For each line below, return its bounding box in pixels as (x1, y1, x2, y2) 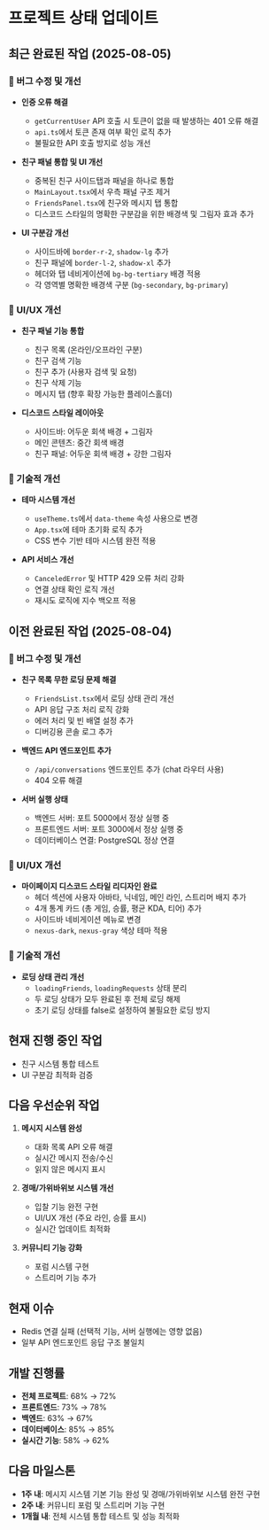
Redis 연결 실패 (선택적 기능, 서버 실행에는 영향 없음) (20, 1326, 203, 1337)
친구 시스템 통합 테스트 (20, 1058, 100, 1068)
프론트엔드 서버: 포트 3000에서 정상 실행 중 (34, 824, 184, 835)
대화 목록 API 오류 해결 (34, 1142, 113, 1153)
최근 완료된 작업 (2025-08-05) (8, 46, 172, 61)
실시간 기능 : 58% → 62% (20, 1435, 110, 1445)
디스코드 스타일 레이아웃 (20, 408, 104, 418)
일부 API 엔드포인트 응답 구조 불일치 (20, 1337, 145, 1347)
